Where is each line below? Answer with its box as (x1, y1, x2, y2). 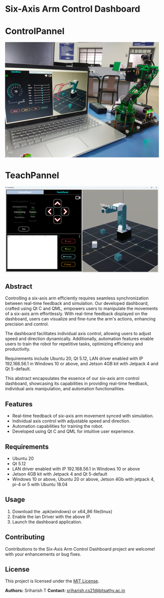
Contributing (5, 533, 45, 541)
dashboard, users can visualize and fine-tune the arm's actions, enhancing (5, 316, 156, 322)
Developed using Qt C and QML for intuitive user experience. (12, 428, 135, 435)
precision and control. (5, 321, 49, 327)
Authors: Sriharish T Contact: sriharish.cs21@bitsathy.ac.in (5, 588, 125, 594)
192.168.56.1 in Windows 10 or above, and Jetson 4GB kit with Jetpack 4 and (5, 361, 159, 367)
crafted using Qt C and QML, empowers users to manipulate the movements (5, 306, 158, 312)
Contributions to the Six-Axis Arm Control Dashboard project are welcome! (5, 546, 155, 552)
